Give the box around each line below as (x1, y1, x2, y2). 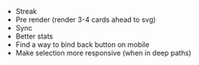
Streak (15, 7, 38, 16)
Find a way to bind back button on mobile (15, 40, 150, 49)
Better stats (15, 31, 53, 41)
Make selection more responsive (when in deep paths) (15, 49, 192, 57)
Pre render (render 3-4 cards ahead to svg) (15, 15, 157, 24)
